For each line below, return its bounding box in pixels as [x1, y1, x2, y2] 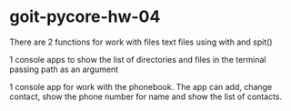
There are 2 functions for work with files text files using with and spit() [9, 36, 273, 47]
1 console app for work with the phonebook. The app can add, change [9, 81, 273, 92]
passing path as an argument [9, 64, 119, 75]
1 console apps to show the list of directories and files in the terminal [9, 54, 266, 65]
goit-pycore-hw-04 [9, 6, 161, 27]
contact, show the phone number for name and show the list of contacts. [9, 91, 283, 102]
